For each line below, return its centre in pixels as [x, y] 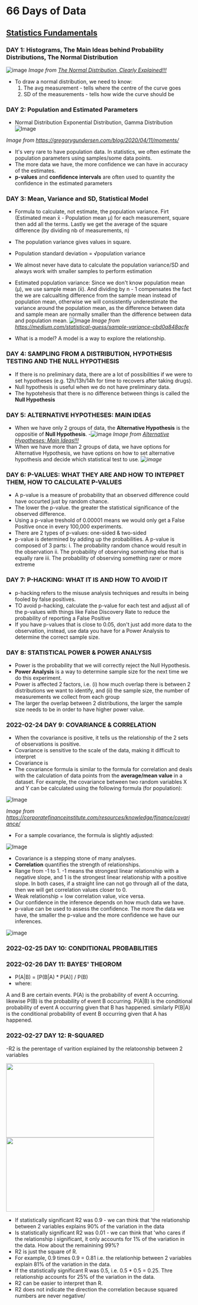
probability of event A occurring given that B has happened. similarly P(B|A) [98, 1008]
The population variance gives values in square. [73, 242]
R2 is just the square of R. [46, 1252]
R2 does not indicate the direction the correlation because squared [96, 1289]
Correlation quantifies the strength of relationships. [77, 864]
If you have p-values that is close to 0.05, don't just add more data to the [103, 624]
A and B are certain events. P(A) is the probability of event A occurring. [92, 995]
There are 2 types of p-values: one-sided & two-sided [80, 533]
